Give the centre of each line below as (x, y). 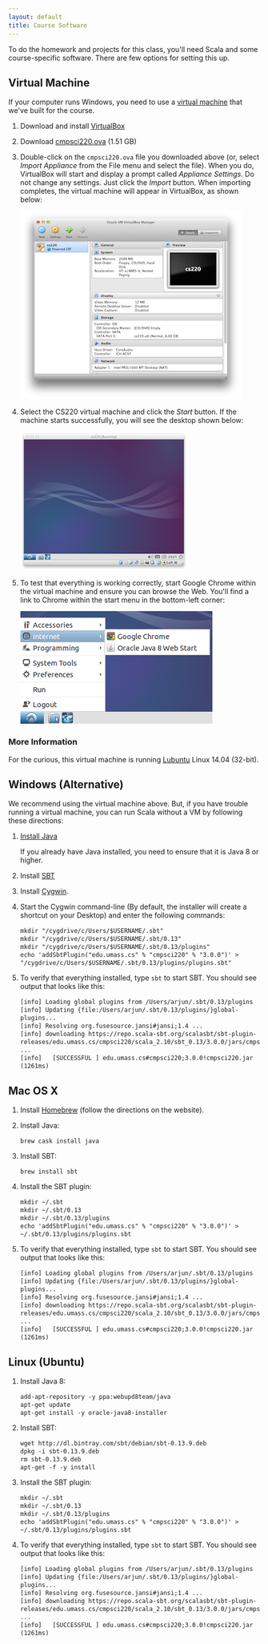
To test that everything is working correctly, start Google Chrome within (138, 583)
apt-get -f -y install (58, 1468)
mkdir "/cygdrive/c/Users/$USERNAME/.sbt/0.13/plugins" (115, 947)
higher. (31, 860)
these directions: (36, 821)
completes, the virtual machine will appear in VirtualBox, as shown (129, 191)
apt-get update (45, 1405)
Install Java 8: (43, 1381)
